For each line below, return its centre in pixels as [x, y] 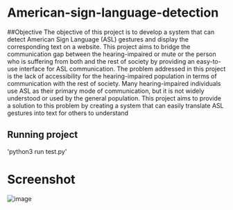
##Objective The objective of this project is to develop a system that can [111, 32]
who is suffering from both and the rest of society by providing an [101, 61]
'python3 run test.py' [37, 151]
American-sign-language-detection [113, 13]
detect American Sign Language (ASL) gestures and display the [98, 39]
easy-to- [209, 61]
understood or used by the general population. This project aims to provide [114, 98]
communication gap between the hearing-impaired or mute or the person [112, 54]
